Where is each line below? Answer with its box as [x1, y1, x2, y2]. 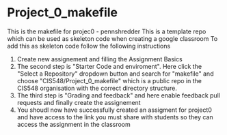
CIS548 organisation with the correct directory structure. [16, 84, 178, 92]
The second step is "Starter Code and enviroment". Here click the [16, 62, 202, 70]
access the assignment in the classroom [16, 120, 131, 128]
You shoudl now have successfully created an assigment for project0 [16, 106, 212, 114]
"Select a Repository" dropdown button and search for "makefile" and [16, 70, 214, 78]
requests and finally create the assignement [16, 98, 142, 106]
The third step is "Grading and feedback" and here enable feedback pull [16, 91, 221, 100]
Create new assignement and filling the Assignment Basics [16, 55, 183, 63]
